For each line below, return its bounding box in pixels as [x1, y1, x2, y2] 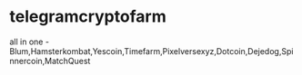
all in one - [9, 36, 50, 47]
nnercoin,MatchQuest [9, 55, 91, 66]
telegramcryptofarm [9, 6, 166, 27]
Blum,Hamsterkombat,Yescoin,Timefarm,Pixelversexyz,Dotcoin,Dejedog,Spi [9, 45, 294, 56]
